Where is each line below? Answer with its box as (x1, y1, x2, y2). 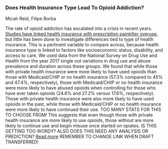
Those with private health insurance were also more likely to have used (5, 96, 154, 102)
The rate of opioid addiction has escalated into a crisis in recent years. (5, 25, 152, 32)
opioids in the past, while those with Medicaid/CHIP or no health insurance (5, 101, 161, 107)
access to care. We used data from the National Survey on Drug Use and (5, 52, 157, 58)
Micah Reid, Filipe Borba (5, 16, 56, 22)
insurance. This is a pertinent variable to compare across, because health (5, 42, 159, 48)
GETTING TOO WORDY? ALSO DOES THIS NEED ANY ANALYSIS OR (5, 128, 149, 134)
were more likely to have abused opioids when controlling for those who (5, 85, 156, 91)
